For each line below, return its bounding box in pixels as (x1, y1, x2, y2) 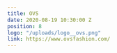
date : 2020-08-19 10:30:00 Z (7, 17, 92, 23)
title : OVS (7, 10, 39, 17)
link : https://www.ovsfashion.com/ (7, 36, 111, 43)
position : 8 (7, 23, 42, 30)
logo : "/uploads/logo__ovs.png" (7, 29, 101, 36)
